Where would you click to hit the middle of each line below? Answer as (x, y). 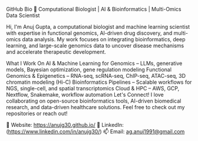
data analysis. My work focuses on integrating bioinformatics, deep (104, 39)
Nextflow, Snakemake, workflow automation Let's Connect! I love (85, 95)
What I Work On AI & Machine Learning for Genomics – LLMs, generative (94, 63)
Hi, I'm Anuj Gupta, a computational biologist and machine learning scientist (98, 27)
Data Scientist (23, 15)
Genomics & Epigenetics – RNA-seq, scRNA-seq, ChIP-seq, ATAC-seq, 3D (96, 76)
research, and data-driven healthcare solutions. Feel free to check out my (95, 107)
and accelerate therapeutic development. (56, 52)
